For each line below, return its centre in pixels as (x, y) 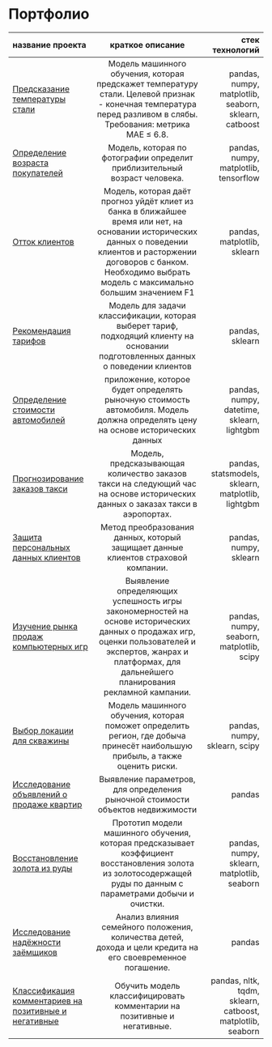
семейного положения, (147, 926)
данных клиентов (47, 557)
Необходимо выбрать (147, 272)
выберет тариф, (147, 326)
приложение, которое (147, 379)
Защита (28, 537)
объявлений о (40, 794)
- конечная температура (147, 104)
